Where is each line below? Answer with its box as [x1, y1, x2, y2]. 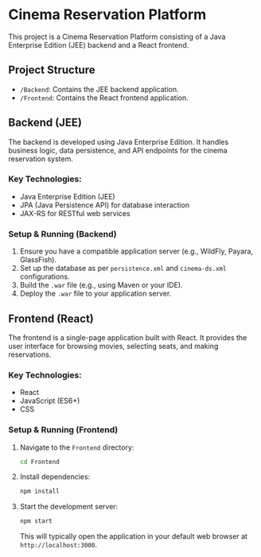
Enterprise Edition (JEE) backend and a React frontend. [8, 40, 189, 49]
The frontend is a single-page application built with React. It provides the [8, 332, 247, 342]
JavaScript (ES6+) [19, 396, 80, 406]
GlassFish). [19, 255, 57, 265]
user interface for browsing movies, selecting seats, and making [8, 341, 219, 350]
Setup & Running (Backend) [8, 228, 117, 239]
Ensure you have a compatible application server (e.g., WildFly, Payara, [19, 246, 253, 256]
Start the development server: [19, 502, 119, 512]
